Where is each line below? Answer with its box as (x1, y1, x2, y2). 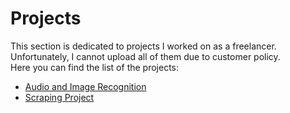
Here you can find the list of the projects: (10, 61, 180, 73)
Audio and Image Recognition (24, 80, 147, 92)
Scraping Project (24, 91, 95, 103)
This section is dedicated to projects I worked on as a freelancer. (10, 40, 277, 52)
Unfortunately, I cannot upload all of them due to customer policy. (10, 50, 281, 62)
